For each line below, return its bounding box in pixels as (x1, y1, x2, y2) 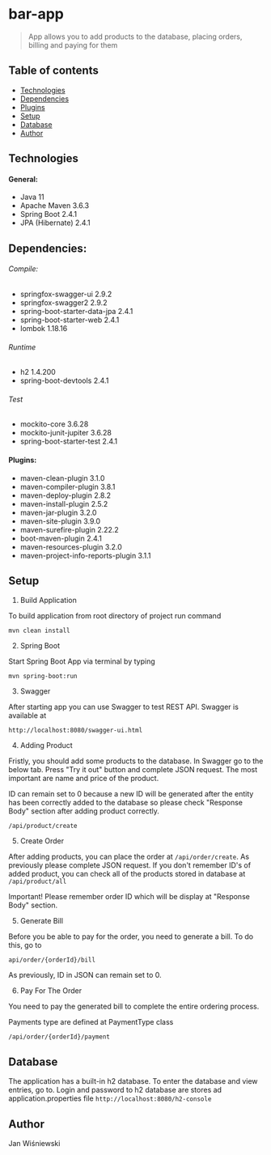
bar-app (8, 5, 65, 23)
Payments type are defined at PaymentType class (8, 1017, 174, 1027)
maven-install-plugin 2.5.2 (19, 499, 108, 508)
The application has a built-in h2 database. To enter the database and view (8, 1076, 258, 1086)
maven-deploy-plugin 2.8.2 (19, 490, 112, 500)
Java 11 (19, 192, 44, 202)
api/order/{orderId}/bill (8, 956, 95, 964)
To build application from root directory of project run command (8, 611, 222, 621)
